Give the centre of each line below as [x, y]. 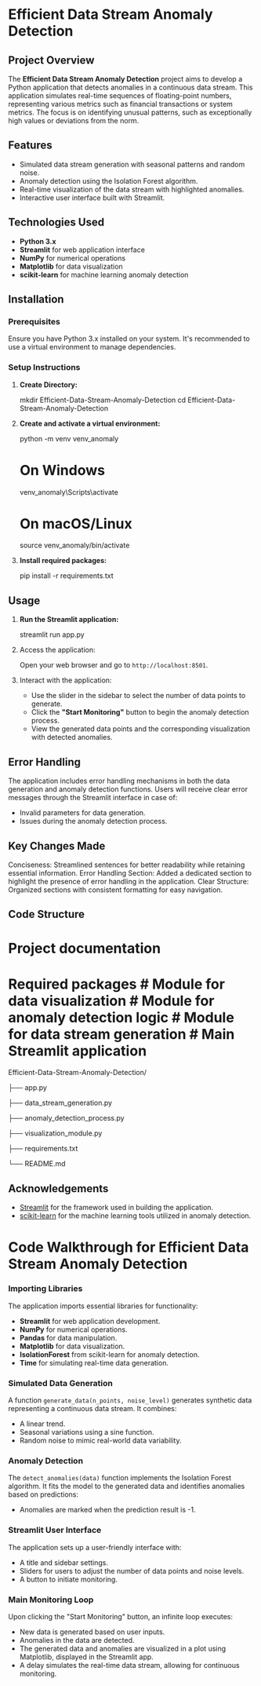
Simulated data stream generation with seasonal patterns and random [132, 164]
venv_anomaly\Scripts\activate [69, 492]
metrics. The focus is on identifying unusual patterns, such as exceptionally [130, 112]
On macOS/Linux [76, 523]
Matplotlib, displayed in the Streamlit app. [87, 1657]
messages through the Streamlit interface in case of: [93, 798]
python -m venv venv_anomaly [69, 438]
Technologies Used [56, 223]
